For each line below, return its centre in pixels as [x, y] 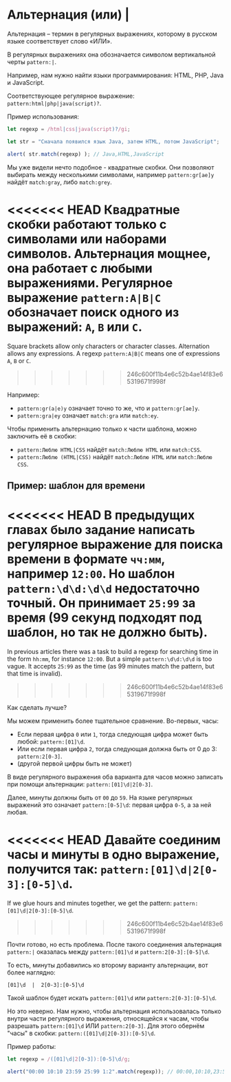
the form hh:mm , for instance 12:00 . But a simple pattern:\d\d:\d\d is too [110, 659]
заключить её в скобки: [42, 436]
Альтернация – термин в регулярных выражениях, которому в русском [112, 34]
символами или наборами [87, 239]
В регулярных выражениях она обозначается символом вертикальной [111, 54]
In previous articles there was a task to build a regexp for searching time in [113, 651]
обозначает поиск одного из [93, 312]
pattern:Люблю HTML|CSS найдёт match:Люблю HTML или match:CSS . [109, 449]
